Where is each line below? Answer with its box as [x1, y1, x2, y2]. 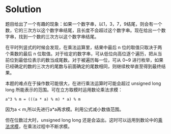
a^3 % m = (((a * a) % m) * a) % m [5, 97, 81, 102]
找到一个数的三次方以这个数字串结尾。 [18, 33, 99, 39]
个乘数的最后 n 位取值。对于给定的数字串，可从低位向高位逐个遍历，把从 [5, 51, 158, 57]
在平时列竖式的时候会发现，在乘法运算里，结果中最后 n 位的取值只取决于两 [5, 44, 162, 50]
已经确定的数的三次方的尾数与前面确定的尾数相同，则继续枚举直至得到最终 [5, 63, 161, 69]
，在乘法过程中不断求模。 [18, 123, 72, 129]
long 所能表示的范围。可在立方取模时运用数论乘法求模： [5, 86, 123, 93]
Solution [5, 4, 42, 15]
